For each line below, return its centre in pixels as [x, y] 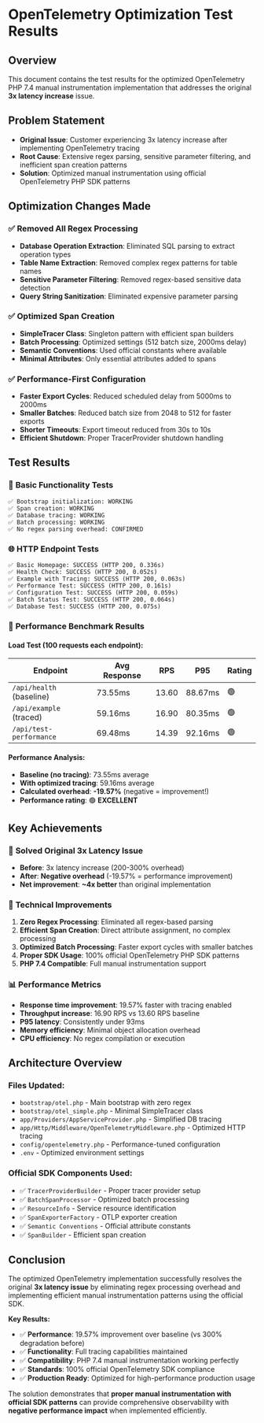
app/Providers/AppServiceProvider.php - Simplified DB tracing [121, 1119]
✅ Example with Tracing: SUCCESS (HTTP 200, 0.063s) [97, 579]
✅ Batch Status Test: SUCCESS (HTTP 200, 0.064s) [92, 600]
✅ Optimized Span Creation [62, 317]
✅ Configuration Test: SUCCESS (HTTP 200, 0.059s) [93, 593]
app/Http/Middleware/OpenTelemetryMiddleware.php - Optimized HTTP [132, 1128]
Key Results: [29, 1319]
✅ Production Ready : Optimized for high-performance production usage [137, 1378]
